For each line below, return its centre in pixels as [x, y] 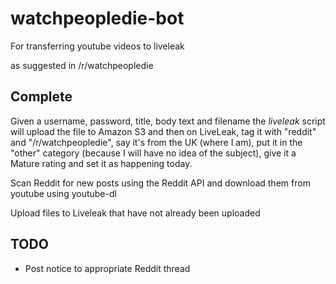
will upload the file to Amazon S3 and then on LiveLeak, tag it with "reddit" [163, 131]
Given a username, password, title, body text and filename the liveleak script [168, 121]
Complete [41, 97]
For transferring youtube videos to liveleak [97, 46]
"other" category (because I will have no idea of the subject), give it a [153, 153]
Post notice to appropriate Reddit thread [107, 268]
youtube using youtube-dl [63, 193]
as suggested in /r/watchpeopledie [82, 65]
